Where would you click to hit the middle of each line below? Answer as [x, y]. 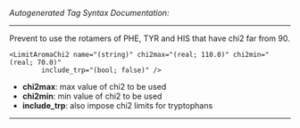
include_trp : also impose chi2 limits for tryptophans [117, 105]
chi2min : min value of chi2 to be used [92, 96]
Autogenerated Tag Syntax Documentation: [89, 13]
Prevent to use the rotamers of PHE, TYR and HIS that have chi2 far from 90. [150, 38]
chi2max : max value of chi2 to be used [94, 87]
